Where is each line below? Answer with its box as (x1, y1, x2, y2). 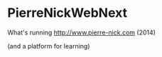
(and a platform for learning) (7, 42, 90, 50)
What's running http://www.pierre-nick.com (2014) (7, 28, 156, 37)
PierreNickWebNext (7, 5, 128, 21)
